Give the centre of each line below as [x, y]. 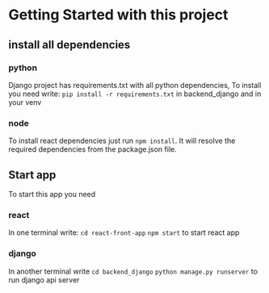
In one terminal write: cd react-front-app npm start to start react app [124, 232]
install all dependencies [69, 45]
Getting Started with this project [118, 15]
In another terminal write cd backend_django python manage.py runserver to [133, 271]
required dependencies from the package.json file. [92, 149]
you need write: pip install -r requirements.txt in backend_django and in [135, 94]
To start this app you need [52, 194]
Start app [32, 175]
